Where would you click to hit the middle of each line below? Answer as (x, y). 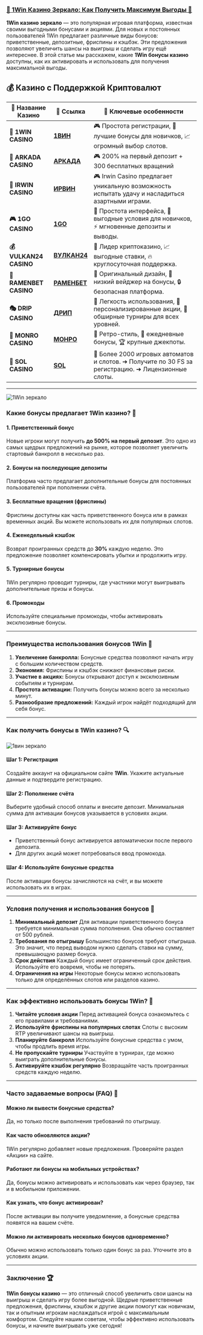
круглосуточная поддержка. (135, 264)
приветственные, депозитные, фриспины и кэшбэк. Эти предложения (97, 42)
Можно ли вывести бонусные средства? (60, 1108)
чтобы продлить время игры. (53, 1046)
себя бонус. (31, 708)
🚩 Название (29, 108)
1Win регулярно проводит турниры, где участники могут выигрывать (96, 582)
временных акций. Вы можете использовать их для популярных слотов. (100, 521)
